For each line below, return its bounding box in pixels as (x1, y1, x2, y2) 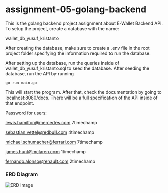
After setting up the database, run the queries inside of (5, 60, 120, 66)
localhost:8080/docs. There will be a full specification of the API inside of (5, 94, 158, 101)
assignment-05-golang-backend (5, 4, 147, 15)
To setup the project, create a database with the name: (5, 25, 119, 31)
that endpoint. (5, 100, 34, 106)
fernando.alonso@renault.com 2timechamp (5, 158, 96, 164)
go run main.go (5, 80, 37, 85)
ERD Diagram (5, 171, 38, 178)
